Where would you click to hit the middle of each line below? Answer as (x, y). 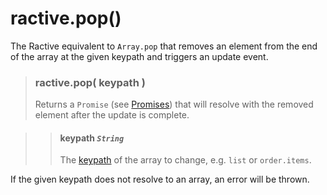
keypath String (92, 138)
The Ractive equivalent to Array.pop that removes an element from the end (164, 46)
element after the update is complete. (112, 115)
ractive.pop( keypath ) (90, 82)
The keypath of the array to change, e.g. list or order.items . (185, 160)
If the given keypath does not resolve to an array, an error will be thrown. (160, 179)
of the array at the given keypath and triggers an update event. (139, 56)
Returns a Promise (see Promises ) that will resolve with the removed (174, 104)
